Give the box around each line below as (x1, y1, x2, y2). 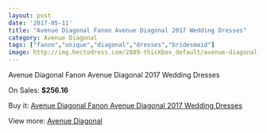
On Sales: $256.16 (8, 85, 69, 95)
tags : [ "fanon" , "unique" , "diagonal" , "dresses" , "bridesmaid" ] (8, 41, 215, 49)
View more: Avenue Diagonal (8, 116, 103, 125)
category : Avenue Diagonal (8, 33, 98, 42)
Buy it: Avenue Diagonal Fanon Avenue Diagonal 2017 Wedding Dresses (8, 101, 242, 110)
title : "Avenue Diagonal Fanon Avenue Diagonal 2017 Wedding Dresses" (8, 26, 247, 34)
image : (8, 48, 30, 56)
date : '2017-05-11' (8, 19, 73, 27)
